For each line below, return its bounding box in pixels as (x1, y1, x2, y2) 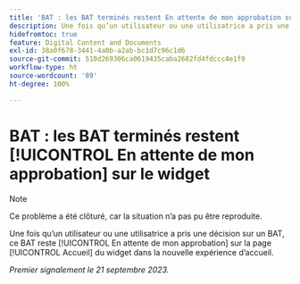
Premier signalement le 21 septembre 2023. (9, 264, 170, 275)
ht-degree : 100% (9, 79, 70, 88)
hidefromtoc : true (9, 29, 78, 38)
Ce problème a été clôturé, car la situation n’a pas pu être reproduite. (9, 211, 262, 221)
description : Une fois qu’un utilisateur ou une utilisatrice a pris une (9, 21, 290, 30)
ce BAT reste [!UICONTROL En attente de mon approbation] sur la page (9, 238, 272, 248)
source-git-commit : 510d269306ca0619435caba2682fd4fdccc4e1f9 (9, 54, 246, 63)
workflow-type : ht (9, 63, 78, 72)
